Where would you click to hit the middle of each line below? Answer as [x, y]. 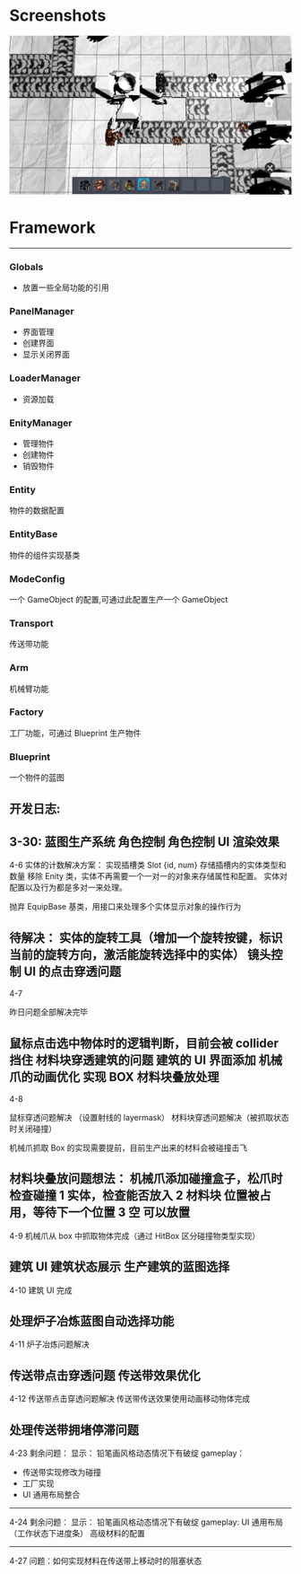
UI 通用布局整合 [51, 1495]
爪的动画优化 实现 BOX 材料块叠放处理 [114, 1077]
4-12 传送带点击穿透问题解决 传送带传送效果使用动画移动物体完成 [130, 1399]
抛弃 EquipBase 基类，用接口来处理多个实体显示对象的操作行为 [125, 907]
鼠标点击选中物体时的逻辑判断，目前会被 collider [144, 1043]
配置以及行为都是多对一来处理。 [68, 888]
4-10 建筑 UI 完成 [41, 1290]
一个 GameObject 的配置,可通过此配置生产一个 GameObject [119, 599]
